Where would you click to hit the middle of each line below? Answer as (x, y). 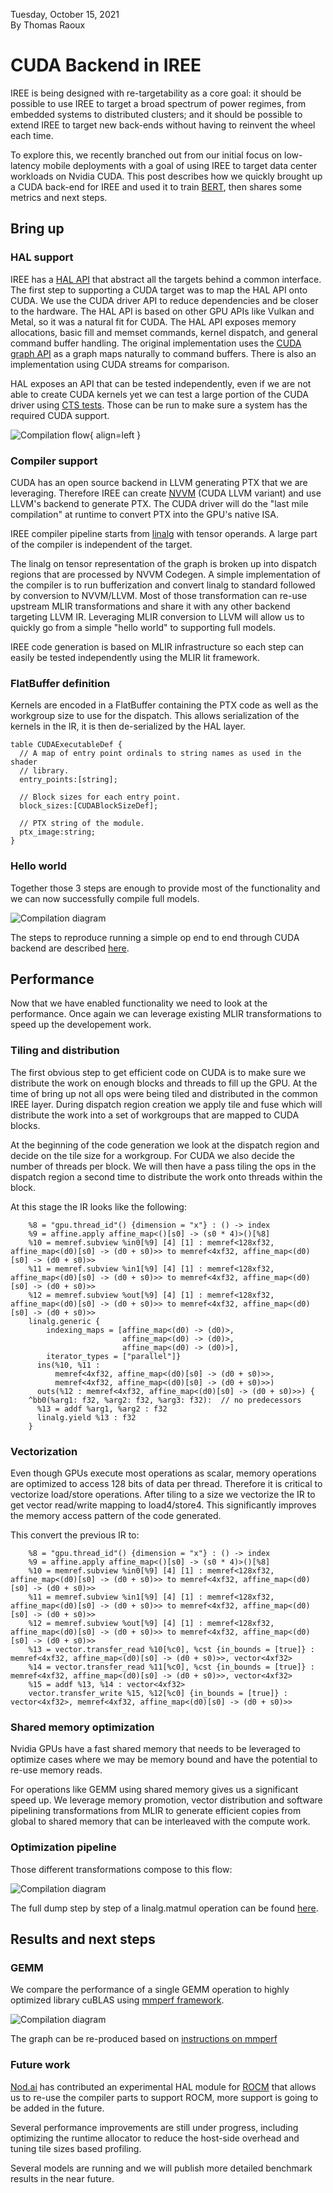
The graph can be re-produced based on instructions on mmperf (144, 2039)
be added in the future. (57, 2108)
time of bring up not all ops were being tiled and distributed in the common (164, 1093)
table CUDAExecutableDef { (66, 745)
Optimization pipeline (63, 1847)
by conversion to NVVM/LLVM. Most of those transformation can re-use (159, 595)
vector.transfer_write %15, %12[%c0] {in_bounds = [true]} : (158, 1693)
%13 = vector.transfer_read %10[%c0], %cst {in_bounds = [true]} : (171, 1649)
